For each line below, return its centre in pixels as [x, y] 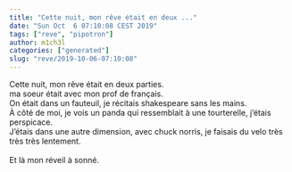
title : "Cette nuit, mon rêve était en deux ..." [104, 17]
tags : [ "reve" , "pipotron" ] [62, 34]
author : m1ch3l [38, 42]
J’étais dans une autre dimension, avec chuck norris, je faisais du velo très [146, 131]
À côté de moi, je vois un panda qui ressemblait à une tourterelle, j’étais [140, 113]
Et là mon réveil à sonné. [54, 160]
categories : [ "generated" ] [59, 51]
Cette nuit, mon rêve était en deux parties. [87, 84]
